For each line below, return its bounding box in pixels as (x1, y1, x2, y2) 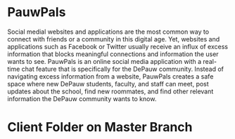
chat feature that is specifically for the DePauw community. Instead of (21, 65, 224, 73)
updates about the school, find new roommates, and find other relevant (7, 87, 214, 95)
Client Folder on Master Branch (7, 119, 193, 135)
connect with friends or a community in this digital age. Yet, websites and (7, 34, 220, 43)
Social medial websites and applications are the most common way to (7, 27, 210, 36)
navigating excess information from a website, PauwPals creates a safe (7, 72, 214, 81)
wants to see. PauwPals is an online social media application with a (7, 57, 202, 65)
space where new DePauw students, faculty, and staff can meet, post (7, 79, 209, 88)
